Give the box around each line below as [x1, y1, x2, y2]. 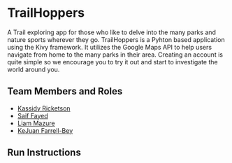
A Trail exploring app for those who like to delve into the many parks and [7, 28, 217, 36]
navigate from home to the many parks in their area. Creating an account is [7, 50, 224, 59]
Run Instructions [7, 147, 82, 159]
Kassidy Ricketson [17, 104, 71, 113]
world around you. [7, 65, 60, 73]
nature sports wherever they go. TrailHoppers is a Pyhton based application [7, 35, 225, 43]
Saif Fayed [17, 111, 49, 120]
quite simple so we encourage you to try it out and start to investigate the [7, 57, 218, 66]
